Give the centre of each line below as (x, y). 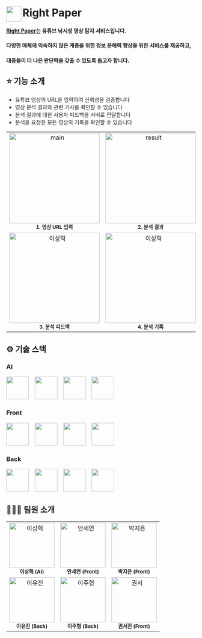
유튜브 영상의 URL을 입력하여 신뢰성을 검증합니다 (72, 99)
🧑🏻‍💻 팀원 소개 (31, 510)
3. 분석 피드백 (54, 327)
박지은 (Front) (134, 571)
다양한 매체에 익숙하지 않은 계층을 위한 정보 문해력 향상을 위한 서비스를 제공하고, (99, 46)
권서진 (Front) (134, 626)
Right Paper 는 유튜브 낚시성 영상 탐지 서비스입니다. (66, 31)
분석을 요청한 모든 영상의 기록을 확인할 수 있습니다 (73, 122)
